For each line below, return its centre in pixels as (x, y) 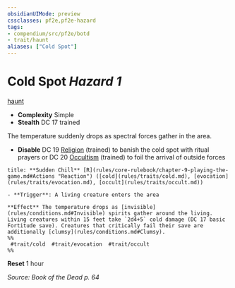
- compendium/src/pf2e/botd (49, 34)
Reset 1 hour (26, 263)
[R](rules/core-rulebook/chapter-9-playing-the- (156, 170)
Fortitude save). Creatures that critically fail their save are (105, 226)
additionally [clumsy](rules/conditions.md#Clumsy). (86, 232)
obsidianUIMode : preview (44, 14)
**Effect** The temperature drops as (63, 207)
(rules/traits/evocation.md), (52, 182)
